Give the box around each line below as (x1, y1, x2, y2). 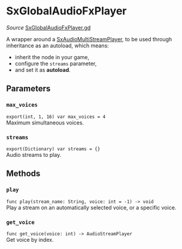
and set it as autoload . (14, 66, 71, 73)
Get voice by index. (6, 236, 54, 243)
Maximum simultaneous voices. (6, 119, 84, 126)
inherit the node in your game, (14, 53, 90, 60)
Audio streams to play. (6, 151, 62, 158)
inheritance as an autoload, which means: (6, 42, 109, 49)
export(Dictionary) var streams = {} (6, 145, 101, 152)
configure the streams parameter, (14, 60, 97, 67)
